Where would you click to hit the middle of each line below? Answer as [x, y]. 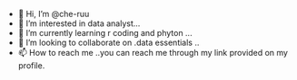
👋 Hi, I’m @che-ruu [54, 14]
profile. [31, 66]
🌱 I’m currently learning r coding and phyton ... [105, 33]
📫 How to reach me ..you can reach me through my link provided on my [153, 53]
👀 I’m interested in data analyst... [79, 23]
